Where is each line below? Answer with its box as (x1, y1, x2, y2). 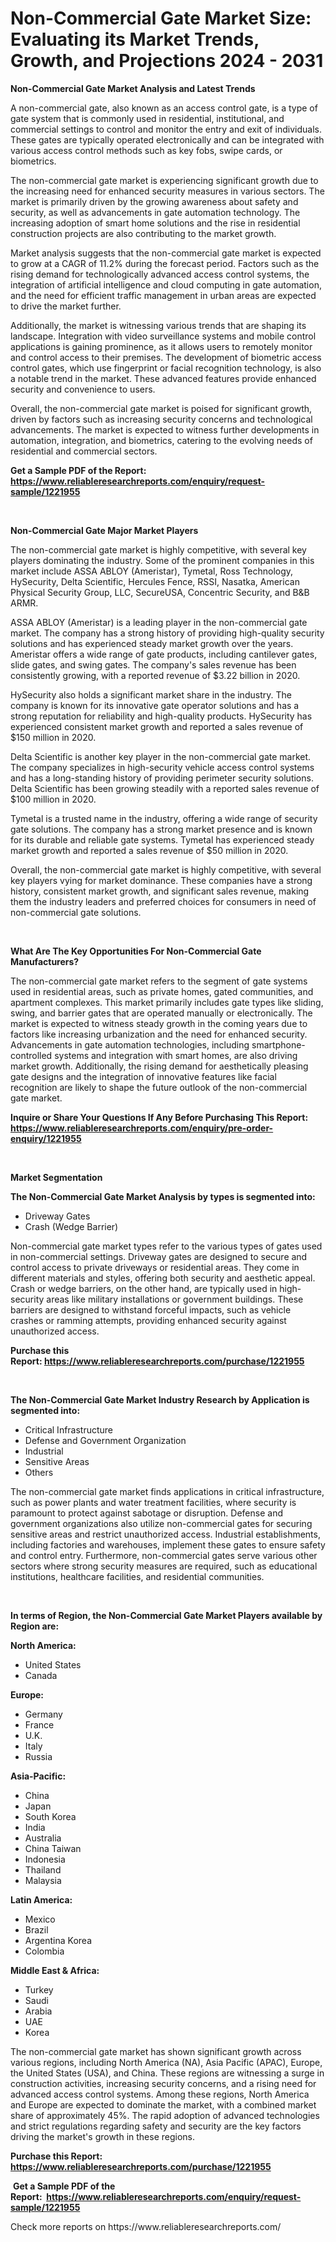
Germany (24, 1708, 63, 1720)
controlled (10, 1049, 53, 1061)
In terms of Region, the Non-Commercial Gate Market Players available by (10, 1609, 323, 1621)
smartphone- (251, 1038, 306, 1051)
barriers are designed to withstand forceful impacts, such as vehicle (10, 1303, 292, 1316)
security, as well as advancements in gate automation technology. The (10, 206, 301, 218)
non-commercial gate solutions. (10, 906, 142, 918)
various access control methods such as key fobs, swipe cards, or (10, 144, 283, 156)
